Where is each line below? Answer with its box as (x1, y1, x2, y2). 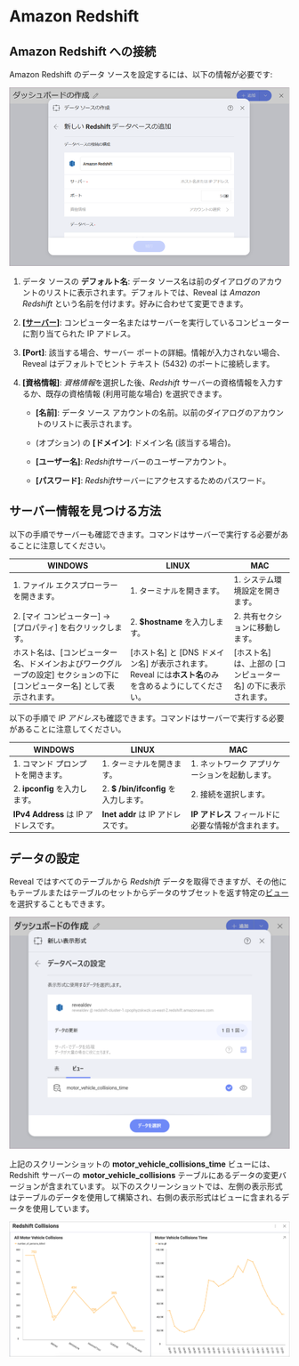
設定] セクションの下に (36, 669, 120, 680)
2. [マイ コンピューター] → (12, 610, 111, 621)
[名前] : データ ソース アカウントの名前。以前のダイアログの (35, 407, 254, 417)
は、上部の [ (233, 658, 279, 668)
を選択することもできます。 (9, 899, 110, 909)
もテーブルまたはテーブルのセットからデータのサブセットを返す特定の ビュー (9, 887, 289, 898)
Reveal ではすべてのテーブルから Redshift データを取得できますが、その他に (9, 877, 287, 886)
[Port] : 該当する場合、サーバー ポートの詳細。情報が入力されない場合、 (21, 347, 285, 358)
